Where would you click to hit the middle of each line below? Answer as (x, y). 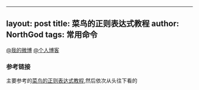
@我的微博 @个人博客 (33, 50)
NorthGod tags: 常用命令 (52, 35)
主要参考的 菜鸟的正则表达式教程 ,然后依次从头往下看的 (72, 81)
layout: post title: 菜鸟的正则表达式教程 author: (93, 24)
